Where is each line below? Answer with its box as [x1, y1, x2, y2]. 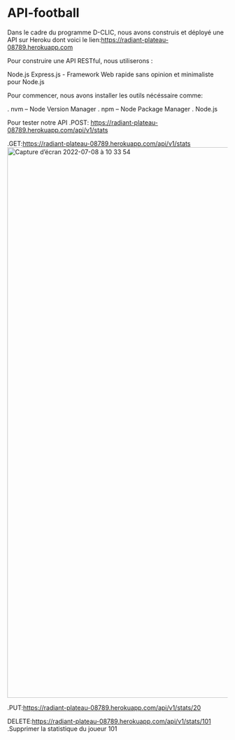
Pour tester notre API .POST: [7, 118, 90, 127]
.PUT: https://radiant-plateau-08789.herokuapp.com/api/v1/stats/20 [7, 703, 201, 712]
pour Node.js [7, 77, 45, 85]
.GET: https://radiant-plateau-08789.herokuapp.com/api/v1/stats [7, 139, 191, 148]
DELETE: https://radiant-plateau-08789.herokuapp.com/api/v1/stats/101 [7, 717, 211, 725]
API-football [7, 5, 80, 21]
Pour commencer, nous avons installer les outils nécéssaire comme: [7, 91, 203, 100]
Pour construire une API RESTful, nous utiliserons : [7, 56, 153, 64]
